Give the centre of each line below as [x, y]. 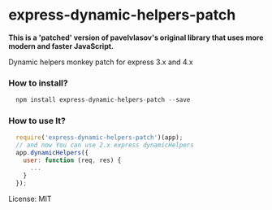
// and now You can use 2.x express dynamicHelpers [105, 145]
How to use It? [37, 121]
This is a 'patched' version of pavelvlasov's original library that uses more [136, 37]
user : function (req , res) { [72, 160]
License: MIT [30, 199]
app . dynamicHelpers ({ [52, 153]
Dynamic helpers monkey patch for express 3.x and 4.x [101, 62]
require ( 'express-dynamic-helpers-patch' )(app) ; [99, 138]
